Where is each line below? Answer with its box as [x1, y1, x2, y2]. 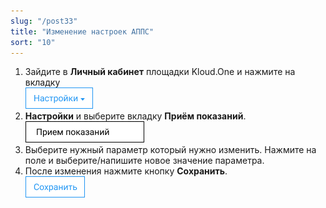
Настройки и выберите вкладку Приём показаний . [24, 110, 247, 122]
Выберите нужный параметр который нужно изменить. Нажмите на [24, 144, 317, 156]
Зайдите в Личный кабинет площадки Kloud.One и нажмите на [24, 66, 296, 78]
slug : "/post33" [10, 16, 78, 26]
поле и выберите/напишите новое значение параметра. [24, 155, 265, 167]
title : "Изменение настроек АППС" [10, 26, 155, 37]
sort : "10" [10, 37, 56, 47]
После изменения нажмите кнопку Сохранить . [24, 165, 228, 177]
